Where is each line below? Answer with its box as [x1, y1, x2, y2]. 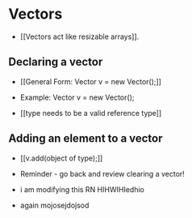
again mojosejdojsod [19, 200, 90, 210]
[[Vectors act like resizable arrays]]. [19, 32, 140, 41]
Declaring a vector [8, 55, 103, 69]
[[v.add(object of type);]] [19, 153, 103, 163]
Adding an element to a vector [8, 131, 163, 146]
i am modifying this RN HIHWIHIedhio [19, 184, 145, 194]
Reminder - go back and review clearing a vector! [19, 169, 186, 178]
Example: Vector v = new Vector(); [19, 92, 135, 102]
